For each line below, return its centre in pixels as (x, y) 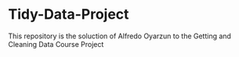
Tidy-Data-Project (69, 14)
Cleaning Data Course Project (56, 44)
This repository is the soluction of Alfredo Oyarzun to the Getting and (119, 36)
